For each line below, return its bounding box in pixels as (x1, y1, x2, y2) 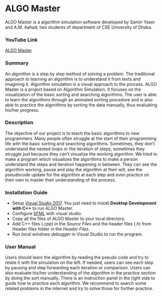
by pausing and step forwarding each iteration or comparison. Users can (5, 265, 151, 271)
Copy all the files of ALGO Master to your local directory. (12, 216, 126, 222)
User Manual (5, 243, 36, 250)
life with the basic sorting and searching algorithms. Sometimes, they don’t (5, 140, 155, 146)
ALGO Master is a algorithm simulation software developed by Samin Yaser (5, 19, 155, 25)
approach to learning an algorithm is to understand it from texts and (5, 76, 141, 82)
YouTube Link (5, 36, 38, 43)
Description (5, 119, 34, 126)
